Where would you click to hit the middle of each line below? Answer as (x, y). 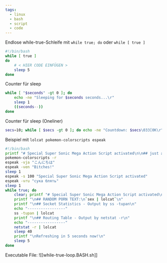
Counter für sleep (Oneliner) (34, 121)
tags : (11, 10)
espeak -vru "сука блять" (32, 181)
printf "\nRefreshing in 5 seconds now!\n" (60, 236)
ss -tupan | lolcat (34, 213)
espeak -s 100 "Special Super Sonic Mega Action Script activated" (77, 176)
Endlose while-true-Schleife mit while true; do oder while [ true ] (75, 42)
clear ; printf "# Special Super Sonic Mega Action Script (75, 195)
